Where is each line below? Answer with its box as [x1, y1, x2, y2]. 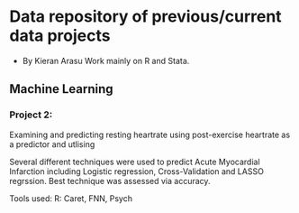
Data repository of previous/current [9, 6, 282, 27]
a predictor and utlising [9, 138, 95, 150]
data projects [9, 25, 111, 46]
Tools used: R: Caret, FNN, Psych [9, 192, 133, 204]
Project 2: [9, 108, 53, 121]
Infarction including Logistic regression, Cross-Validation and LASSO [9, 165, 264, 177]
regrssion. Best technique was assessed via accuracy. [9, 175, 211, 186]
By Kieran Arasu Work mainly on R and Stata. [22, 55, 190, 66]
